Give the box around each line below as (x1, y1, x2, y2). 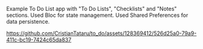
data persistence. (6, 18, 50, 25)
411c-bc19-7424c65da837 (6, 36, 72, 43)
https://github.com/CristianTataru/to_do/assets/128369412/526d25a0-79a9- (6, 30, 197, 37)
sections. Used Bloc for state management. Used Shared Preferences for (6, 11, 188, 19)
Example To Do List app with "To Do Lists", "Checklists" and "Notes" (6, 5, 177, 12)
